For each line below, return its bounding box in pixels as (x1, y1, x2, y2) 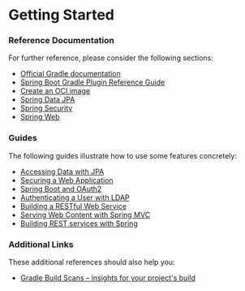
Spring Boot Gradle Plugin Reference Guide (19, 77, 165, 87)
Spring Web (19, 112, 60, 122)
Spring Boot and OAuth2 (19, 184, 102, 193)
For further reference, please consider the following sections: (8, 53, 213, 63)
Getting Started (8, 6, 115, 24)
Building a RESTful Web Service (19, 201, 127, 211)
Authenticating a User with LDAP (19, 193, 130, 202)
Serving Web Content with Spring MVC (19, 210, 151, 219)
